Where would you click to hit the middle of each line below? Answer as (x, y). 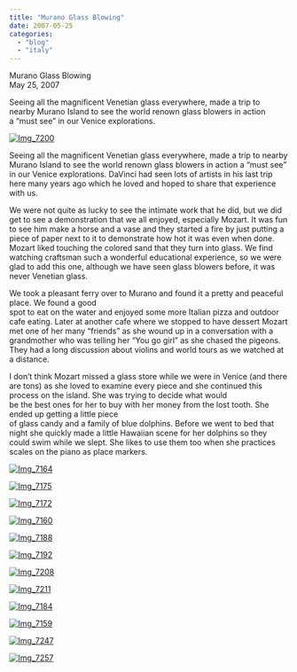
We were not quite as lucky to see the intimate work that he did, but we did (145, 210)
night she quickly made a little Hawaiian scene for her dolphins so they (138, 433)
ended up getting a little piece (64, 414)
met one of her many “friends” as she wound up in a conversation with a (141, 331)
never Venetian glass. (49, 277)
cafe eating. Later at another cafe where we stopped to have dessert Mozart (148, 322)
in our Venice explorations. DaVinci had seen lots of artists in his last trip (141, 175)
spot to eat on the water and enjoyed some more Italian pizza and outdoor (144, 312)
